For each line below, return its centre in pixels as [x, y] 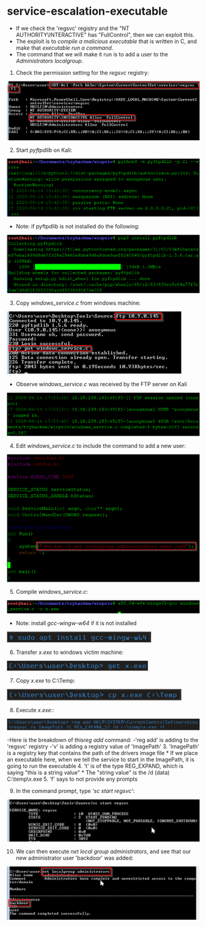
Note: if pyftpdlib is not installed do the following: [78, 226]
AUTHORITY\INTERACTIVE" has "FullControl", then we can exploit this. [105, 34]
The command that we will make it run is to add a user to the [92, 54]
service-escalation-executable [87, 11]
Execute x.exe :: [35, 710]
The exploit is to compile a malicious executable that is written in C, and [106, 41]
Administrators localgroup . [50, 61]
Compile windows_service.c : [52, 591]
